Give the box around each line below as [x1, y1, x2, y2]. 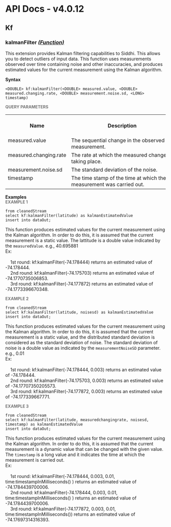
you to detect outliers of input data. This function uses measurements [5, 56, 152, 62]
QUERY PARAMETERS [5, 104, 49, 110]
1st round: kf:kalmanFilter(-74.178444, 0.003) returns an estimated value [10, 366, 162, 373]
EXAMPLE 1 [5, 199, 28, 205]
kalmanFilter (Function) [5, 39, 65, 46]
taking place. [71, 158, 102, 165]
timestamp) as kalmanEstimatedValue [5, 422, 83, 427]
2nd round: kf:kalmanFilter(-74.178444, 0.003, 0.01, [10, 489, 118, 495]
